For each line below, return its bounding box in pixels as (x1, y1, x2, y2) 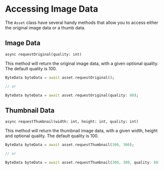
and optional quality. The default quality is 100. (5, 133, 99, 139)
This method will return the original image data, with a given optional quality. (5, 60, 159, 66)
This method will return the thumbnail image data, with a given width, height (5, 128, 158, 134)
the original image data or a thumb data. (5, 24, 85, 30)
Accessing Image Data (5, 3, 99, 15)
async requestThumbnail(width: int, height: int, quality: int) (5, 119, 139, 124)
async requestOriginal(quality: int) (5, 52, 82, 57)
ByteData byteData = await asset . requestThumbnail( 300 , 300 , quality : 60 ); (5, 160, 163, 165)
